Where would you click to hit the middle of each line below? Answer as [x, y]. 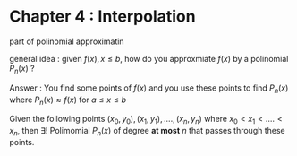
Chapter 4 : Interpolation [102, 17]
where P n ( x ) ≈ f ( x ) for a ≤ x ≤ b [68, 100]
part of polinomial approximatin [67, 41]
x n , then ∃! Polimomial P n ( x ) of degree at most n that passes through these [148, 132]
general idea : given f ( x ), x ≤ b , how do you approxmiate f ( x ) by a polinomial [149, 58]
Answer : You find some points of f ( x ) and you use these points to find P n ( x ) [149, 89]
